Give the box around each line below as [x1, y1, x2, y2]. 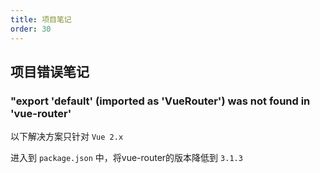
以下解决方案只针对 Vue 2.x [10, 131, 124, 143]
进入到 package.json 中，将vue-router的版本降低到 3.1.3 [10, 152, 243, 164]
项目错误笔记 [10, 63, 90, 80]
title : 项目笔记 [10, 14, 72, 25]
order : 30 [10, 24, 52, 34]
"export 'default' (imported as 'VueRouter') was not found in [10, 94, 311, 108]
